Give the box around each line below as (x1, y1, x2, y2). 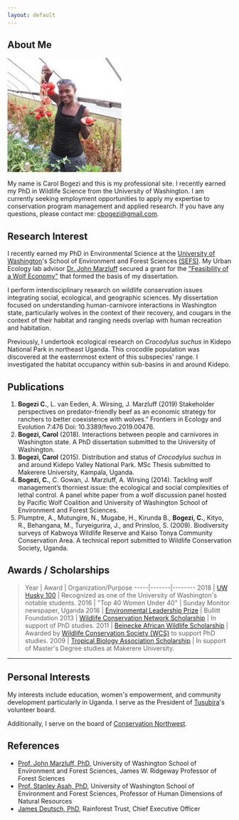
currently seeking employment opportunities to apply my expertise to (7, 195, 210, 203)
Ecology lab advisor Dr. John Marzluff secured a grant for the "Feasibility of (7, 265, 229, 273)
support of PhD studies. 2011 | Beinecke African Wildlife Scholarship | (24, 621, 229, 630)
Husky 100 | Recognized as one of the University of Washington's (24, 590, 218, 599)
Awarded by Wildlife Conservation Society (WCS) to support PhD (24, 628, 216, 637)
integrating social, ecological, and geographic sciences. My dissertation (7, 293, 218, 302)
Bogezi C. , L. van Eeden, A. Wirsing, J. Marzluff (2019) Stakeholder (17, 400, 215, 409)
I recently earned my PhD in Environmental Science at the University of (7, 250, 216, 258)
